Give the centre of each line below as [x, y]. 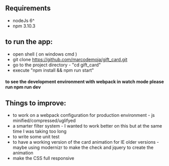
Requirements [28, 8]
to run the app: [29, 42]
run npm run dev [23, 87]
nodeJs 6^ [23, 20]
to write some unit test [36, 137]
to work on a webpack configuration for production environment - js [83, 115]
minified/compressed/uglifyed [44, 120]
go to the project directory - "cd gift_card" [57, 65]
